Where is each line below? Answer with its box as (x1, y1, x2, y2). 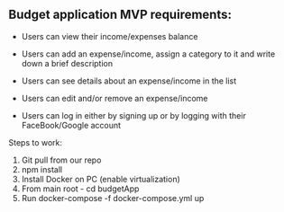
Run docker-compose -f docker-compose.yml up (21, 192, 205, 203)
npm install (21, 163, 63, 174)
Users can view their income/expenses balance (21, 31, 198, 41)
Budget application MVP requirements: (8, 7, 232, 22)
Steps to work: (8, 137, 63, 147)
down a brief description (21, 57, 114, 68)
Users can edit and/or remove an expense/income (21, 93, 208, 103)
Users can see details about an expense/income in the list (21, 75, 237, 86)
